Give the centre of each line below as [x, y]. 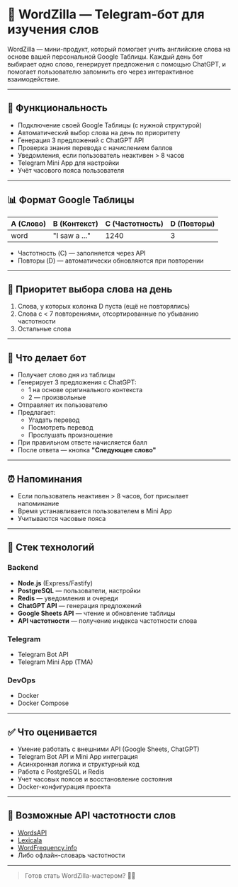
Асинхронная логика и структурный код [78, 765]
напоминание [38, 503]
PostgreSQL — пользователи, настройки [79, 590]
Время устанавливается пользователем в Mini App [95, 511]
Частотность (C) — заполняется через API [82, 253]
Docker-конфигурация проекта [64, 787]
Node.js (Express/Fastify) [55, 583]
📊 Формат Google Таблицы [71, 200]
